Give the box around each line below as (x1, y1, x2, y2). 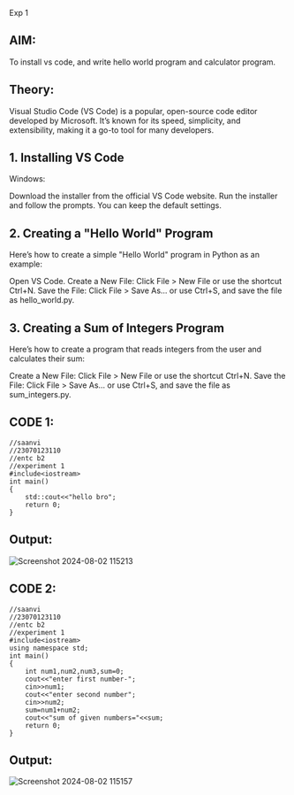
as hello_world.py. (9, 295, 75, 305)
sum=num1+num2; (25, 706, 81, 714)
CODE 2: (9, 582, 57, 597)
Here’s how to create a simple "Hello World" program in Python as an (9, 250, 260, 260)
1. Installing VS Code (9, 151, 125, 166)
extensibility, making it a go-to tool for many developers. (9, 124, 215, 135)
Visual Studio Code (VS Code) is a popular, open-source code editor (9, 105, 258, 116)
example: (9, 259, 42, 269)
